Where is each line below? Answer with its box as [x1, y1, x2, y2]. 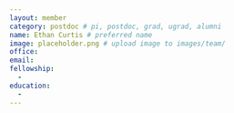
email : [9, 56, 35, 65]
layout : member [9, 13, 67, 23]
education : [9, 81, 51, 90]
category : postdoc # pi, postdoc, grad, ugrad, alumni [9, 22, 222, 31]
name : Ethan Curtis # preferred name [9, 30, 153, 39]
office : [9, 47, 39, 56]
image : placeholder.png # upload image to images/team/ [9, 38, 226, 48]
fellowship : [9, 65, 55, 74]
